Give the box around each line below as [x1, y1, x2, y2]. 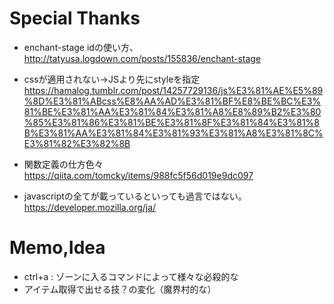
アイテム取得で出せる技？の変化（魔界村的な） [23, 283, 217, 295]
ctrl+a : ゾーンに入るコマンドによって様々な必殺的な [23, 270, 239, 282]
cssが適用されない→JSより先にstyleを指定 [23, 73, 201, 85]
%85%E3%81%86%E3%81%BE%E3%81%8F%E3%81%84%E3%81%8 [23, 116, 321, 128]
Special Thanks [9, 7, 141, 30]
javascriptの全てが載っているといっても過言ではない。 [23, 190, 247, 202]
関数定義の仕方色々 [23, 158, 104, 170]
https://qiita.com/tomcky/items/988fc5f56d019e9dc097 [23, 169, 254, 181]
